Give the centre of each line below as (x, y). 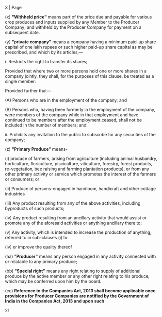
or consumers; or (22, 179)
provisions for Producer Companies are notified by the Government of (77, 296)
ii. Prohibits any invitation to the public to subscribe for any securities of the (81, 134)
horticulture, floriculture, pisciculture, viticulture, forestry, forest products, (79, 164)
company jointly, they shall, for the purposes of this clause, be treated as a (80, 76)
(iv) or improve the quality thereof (39, 247)
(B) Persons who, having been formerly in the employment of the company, (80, 110)
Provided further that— (28, 91)
